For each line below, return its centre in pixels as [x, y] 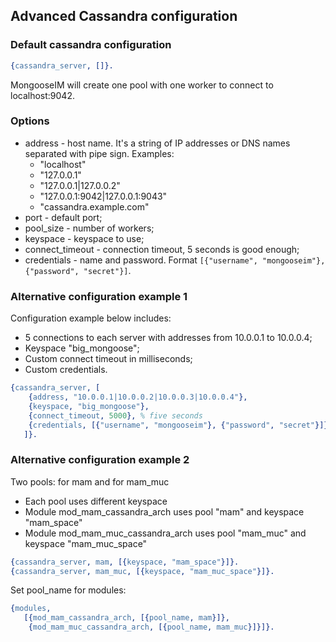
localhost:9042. [42, 95]
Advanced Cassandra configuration [124, 16]
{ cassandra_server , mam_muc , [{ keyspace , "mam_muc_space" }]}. [142, 571]
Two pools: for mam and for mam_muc [90, 481]
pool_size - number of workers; [89, 228]
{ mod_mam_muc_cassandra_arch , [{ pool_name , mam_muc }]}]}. [151, 627]
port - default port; [63, 217]
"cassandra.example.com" [94, 206]
